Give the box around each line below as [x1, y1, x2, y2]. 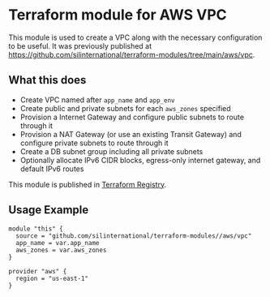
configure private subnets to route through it [19, 138, 169, 148]
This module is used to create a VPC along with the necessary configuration [8, 32, 263, 42]
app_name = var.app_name [15, 239, 100, 247]
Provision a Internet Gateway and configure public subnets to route [19, 112, 245, 122]
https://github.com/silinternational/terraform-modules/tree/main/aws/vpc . [8, 49, 255, 59]
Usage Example [8, 203, 89, 217]
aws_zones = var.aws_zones [15, 246, 107, 254]
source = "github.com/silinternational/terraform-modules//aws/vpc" [15, 231, 252, 240]
